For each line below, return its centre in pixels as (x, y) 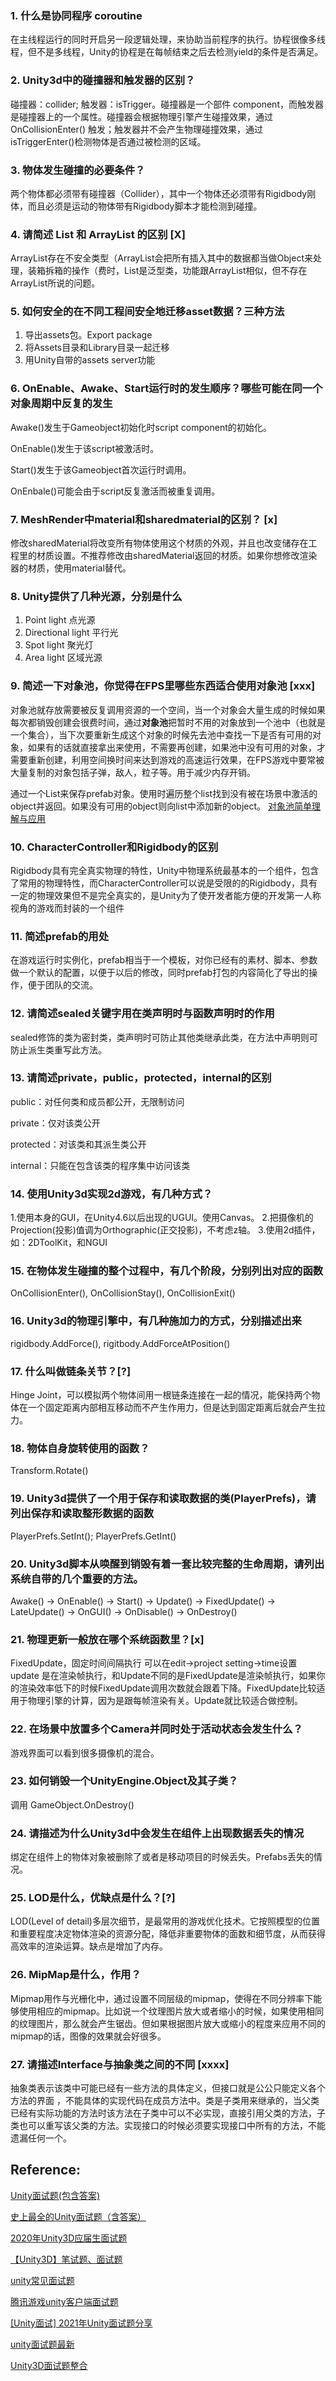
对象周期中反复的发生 (61, 404)
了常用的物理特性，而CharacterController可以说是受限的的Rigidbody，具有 (164, 883)
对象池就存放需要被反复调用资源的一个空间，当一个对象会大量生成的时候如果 (168, 709)
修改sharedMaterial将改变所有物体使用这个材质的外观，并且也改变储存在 (159, 543)
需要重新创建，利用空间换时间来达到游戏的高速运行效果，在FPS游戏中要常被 (167, 759)
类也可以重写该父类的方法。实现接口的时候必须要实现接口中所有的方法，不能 (168, 2126)
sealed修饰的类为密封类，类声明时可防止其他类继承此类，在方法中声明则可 (164, 1037)
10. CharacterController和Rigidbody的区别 (114, 847)
